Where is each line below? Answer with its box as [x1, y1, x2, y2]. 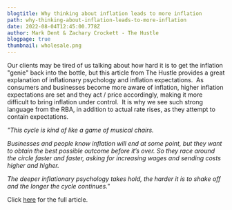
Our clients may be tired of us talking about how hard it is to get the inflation [7, 61, 223, 69]
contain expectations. [7, 113, 69, 121]
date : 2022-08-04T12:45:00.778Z [7, 23, 100, 30]
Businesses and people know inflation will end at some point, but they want [7, 140, 222, 147]
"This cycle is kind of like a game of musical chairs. [7, 126, 154, 134]
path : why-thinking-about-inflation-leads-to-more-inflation [7, 17, 187, 23]
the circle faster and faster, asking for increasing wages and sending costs [7, 154, 221, 162]
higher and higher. [7, 162, 60, 169]
